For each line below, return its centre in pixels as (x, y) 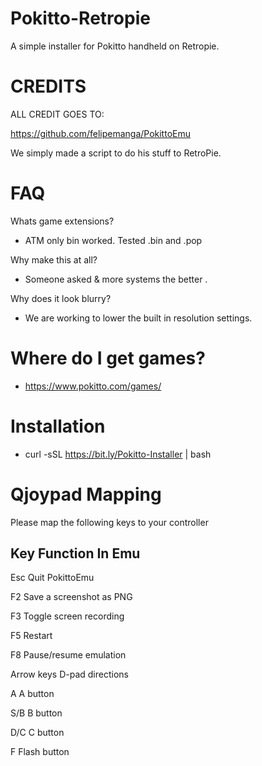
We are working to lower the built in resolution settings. (138, 318)
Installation (58, 426)
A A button (32, 694)
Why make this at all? (54, 259)
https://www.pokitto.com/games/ (93, 386)
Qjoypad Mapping (86, 494)
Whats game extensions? (62, 221)
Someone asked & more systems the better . (116, 279)
